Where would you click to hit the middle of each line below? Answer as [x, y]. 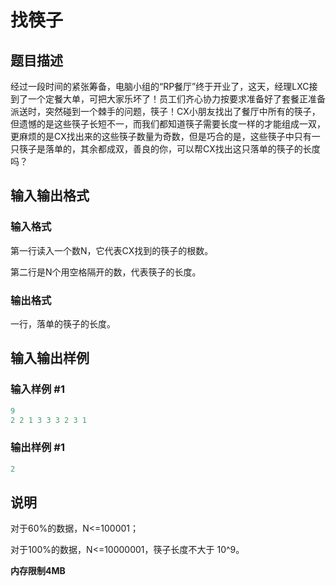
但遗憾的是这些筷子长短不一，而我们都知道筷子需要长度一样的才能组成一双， [168, 124]
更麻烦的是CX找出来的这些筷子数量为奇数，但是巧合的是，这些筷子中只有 [161, 136]
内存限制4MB [38, 571]
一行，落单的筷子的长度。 [63, 323]
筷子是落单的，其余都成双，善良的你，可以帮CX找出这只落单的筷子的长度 [169, 149]
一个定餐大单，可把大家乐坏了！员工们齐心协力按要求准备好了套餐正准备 [176, 99]
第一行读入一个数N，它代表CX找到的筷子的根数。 [112, 250]
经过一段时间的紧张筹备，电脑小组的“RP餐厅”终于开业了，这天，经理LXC [160, 86]
